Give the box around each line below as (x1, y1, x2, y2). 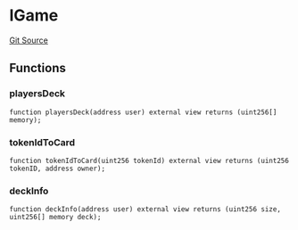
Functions (9, 61, 67, 76)
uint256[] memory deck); (9, 213, 102, 222)
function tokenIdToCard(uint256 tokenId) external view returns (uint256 (9, 156, 290, 165)
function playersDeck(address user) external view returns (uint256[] (9, 108, 277, 117)
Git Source (9, 35, 49, 45)
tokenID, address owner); (9, 164, 105, 173)
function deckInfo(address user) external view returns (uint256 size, (9, 205, 281, 214)
